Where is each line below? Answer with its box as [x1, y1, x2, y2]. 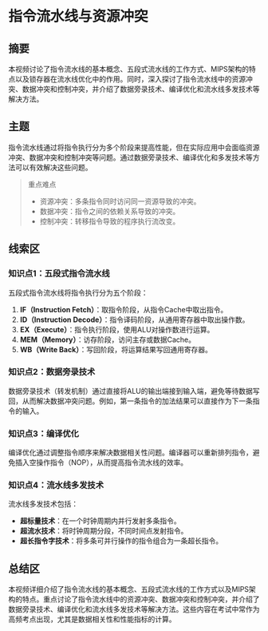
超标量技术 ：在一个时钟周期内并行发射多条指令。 [19, 516, 181, 526]
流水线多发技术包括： [8, 499, 78, 509]
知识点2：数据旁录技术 [8, 367, 96, 378]
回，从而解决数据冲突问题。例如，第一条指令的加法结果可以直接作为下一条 [8, 396, 253, 406]
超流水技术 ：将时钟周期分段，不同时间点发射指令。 [19, 526, 188, 536]
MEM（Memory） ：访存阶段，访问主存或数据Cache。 [19, 335, 196, 344]
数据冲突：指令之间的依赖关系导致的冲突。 [39, 206, 180, 216]
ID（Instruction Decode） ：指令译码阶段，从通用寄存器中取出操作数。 [19, 315, 250, 324]
